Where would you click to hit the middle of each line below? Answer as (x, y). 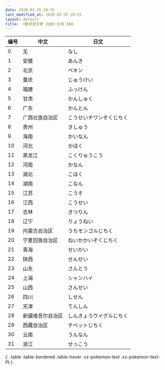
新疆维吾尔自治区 (43, 316)
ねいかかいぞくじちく (93, 241)
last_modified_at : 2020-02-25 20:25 (43, 15)
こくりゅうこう (86, 156)
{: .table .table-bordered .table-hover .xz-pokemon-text (63, 357)
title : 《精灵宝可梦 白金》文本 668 (39, 24)
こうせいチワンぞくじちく (98, 118)
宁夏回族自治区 (41, 241)
